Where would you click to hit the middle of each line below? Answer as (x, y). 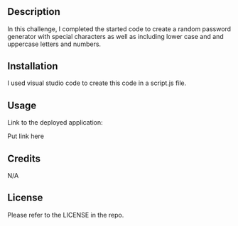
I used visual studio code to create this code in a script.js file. (97, 83)
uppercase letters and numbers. (54, 44)
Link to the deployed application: (55, 123)
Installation (33, 66)
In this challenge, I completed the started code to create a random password (119, 29)
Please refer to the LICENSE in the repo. (66, 215)
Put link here (26, 136)
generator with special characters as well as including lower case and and (115, 36)
